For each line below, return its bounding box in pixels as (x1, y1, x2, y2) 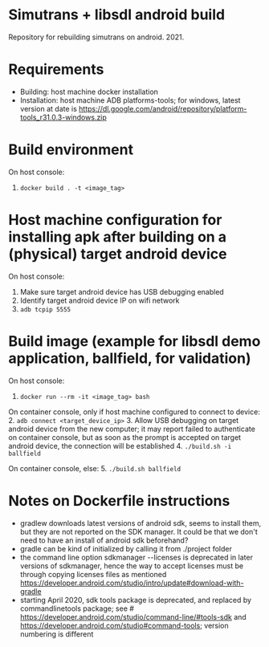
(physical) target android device (8, 245, 227, 262)
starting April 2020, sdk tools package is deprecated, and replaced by (19, 595, 251, 604)
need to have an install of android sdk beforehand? (19, 535, 189, 545)
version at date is (19, 104, 78, 113)
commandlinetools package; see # (19, 604, 135, 613)
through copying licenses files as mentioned (19, 569, 167, 579)
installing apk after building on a (8, 228, 227, 246)
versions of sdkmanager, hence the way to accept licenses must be (19, 560, 243, 571)
